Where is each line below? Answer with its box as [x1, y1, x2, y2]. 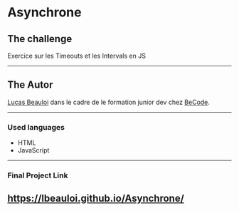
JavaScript [17, 146, 50, 155]
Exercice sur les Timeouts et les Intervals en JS [7, 51, 146, 60]
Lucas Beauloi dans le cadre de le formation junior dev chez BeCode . [7, 98, 210, 106]
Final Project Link [7, 170, 68, 180]
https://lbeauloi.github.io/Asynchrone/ [7, 192, 185, 205]
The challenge [7, 33, 73, 45]
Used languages [7, 122, 65, 132]
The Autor [7, 79, 53, 91]
